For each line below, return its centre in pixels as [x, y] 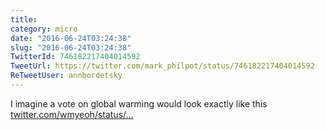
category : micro [44, 29]
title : [24, 19]
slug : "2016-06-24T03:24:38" [71, 47]
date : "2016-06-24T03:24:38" [71, 38]
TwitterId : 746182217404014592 [75, 57]
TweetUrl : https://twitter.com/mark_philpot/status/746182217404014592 [162, 66]
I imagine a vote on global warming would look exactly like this [139, 103]
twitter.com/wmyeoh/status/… [72, 114]
